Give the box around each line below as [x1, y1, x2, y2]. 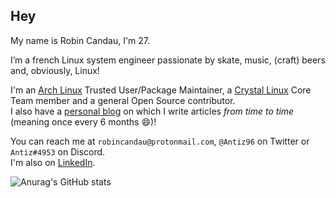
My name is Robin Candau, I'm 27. [10, 34, 151, 46]
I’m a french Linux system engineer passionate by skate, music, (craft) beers [10, 54, 326, 66]
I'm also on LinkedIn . [10, 156, 96, 168]
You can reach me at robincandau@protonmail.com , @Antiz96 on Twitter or [10, 135, 310, 147]
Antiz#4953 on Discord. [10, 145, 106, 158]
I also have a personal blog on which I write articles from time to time [10, 105, 295, 117]
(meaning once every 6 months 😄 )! [10, 115, 157, 128]
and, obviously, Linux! [10, 64, 100, 76]
